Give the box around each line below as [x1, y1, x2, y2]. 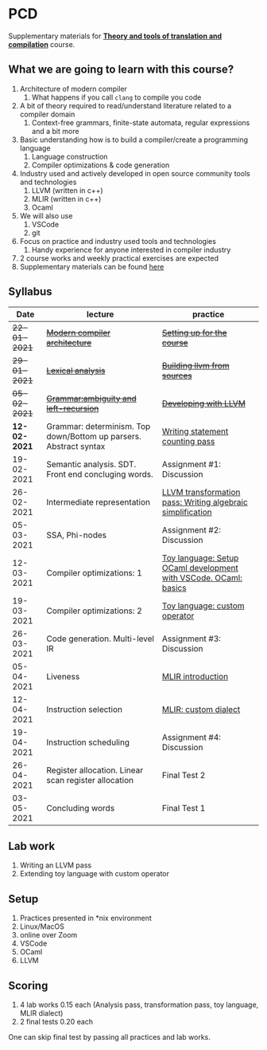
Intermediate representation [46, 496, 151, 507]
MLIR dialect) [19, 1009, 64, 1017]
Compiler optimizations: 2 [46, 605, 143, 616]
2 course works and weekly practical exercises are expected [19, 253, 219, 263]
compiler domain [19, 109, 75, 119]
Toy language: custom [161, 600, 245, 611]
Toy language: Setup [161, 552, 239, 563]
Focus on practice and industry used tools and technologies [19, 236, 217, 246]
